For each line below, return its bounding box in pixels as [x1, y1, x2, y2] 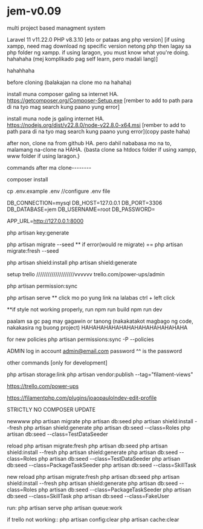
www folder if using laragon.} [7, 152, 80, 160]
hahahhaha [7, 67, 35, 74]
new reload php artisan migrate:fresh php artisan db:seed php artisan [7, 473, 180, 480]
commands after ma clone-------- [7, 164, 92, 171]
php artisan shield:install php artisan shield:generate [7, 259, 137, 266]
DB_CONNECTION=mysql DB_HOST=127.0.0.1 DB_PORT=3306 [7, 199, 163, 206]
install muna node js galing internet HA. [7, 115, 105, 122]
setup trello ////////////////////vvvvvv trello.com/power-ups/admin [7, 270, 165, 277]
